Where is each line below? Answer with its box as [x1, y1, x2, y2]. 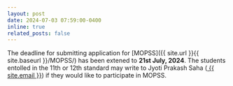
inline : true [7, 23, 45, 30]
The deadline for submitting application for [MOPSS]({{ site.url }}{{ [7, 49, 199, 57]
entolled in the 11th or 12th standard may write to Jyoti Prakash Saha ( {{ [7, 64, 215, 72]
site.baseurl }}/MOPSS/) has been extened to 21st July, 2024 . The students [7, 57, 226, 65]
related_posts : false [7, 29, 71, 37]
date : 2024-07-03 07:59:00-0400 [7, 17, 101, 24]
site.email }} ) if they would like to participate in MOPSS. [7, 71, 167, 80]
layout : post [7, 10, 45, 17]
